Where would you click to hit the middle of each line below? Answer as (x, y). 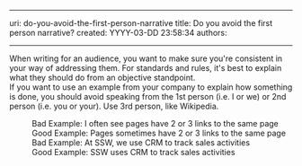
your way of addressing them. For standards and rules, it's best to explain (146, 68)
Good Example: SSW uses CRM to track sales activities (133, 152)
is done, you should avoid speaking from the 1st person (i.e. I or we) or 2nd (148, 96)
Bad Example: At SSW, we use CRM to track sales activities (141, 143)
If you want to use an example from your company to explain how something (151, 87)
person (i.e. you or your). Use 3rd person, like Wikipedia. (114, 106)
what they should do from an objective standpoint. (102, 78)
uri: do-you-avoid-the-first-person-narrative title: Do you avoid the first (141, 23)
